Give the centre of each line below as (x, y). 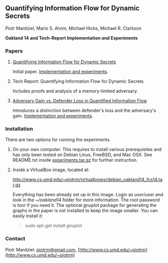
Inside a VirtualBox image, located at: (51, 170)
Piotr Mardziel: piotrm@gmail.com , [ (42, 249)
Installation (19, 129)
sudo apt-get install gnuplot (53, 226)
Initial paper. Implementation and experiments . (60, 72)
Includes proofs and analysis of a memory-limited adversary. (75, 91)
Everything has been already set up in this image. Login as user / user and (88, 195)
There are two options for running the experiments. (58, 140)
